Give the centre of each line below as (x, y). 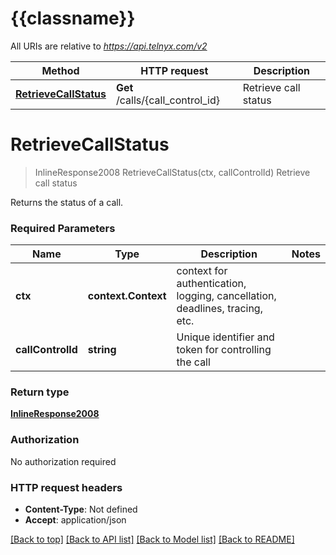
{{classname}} (73, 18)
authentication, (211, 284)
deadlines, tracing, (219, 309)
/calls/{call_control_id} (167, 100)
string (102, 350)
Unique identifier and (225, 337)
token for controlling (224, 350)
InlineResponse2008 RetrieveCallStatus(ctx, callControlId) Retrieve (172, 172)
